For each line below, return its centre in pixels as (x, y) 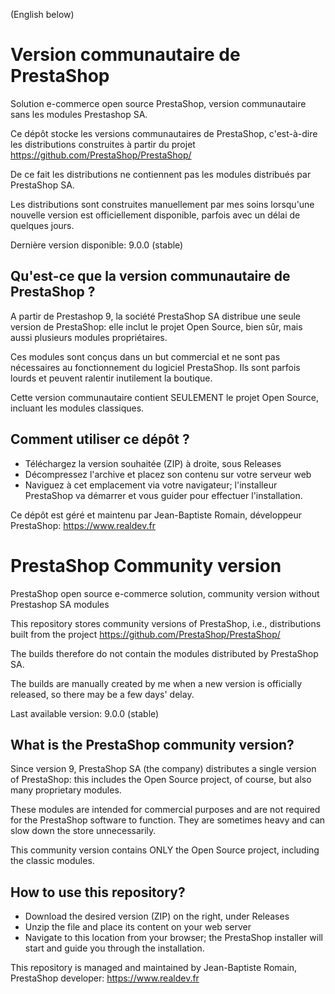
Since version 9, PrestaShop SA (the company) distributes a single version (163, 769)
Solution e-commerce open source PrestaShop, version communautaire (158, 103)
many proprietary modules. (66, 790)
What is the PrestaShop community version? (152, 744)
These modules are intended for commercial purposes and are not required (165, 810)
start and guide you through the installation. (114, 948)
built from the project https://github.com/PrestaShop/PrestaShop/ (145, 634)
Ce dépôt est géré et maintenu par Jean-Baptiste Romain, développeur (156, 515)
